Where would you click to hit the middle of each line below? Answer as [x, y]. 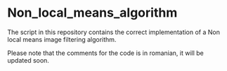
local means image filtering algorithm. [62, 39]
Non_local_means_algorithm [92, 13]
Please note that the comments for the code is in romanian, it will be [105, 53]
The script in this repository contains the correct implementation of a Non [113, 32]
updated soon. [28, 60]
